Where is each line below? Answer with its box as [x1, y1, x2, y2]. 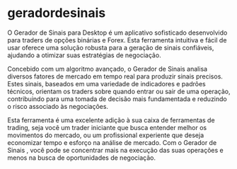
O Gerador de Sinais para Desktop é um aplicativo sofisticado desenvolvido [7, 28, 228, 37]
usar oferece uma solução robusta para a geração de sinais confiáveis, [7, 43, 214, 52]
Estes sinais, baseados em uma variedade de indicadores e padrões [7, 79, 207, 88]
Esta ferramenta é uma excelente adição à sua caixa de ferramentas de [7, 115, 215, 124]
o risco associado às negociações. [7, 102, 108, 110]
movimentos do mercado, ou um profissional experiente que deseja [7, 131, 204, 139]
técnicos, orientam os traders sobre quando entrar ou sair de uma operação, [7, 87, 231, 95]
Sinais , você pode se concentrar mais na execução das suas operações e [7, 146, 224, 154]
